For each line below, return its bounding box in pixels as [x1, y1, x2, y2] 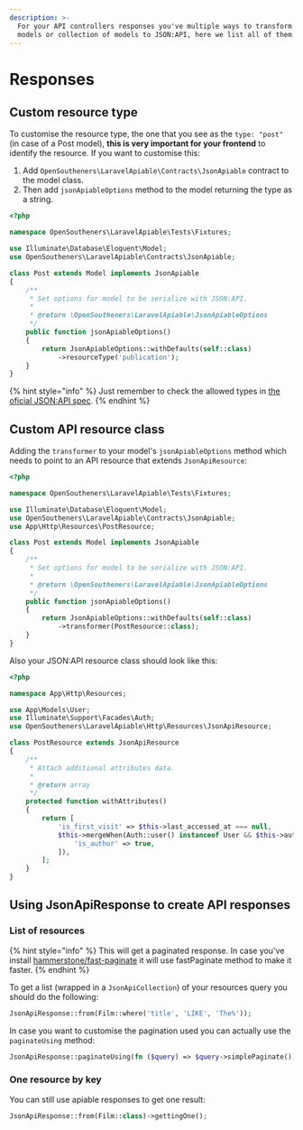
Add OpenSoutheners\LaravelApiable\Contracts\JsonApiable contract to [22, 165, 289, 176]
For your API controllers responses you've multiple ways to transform [17, 22, 293, 31]
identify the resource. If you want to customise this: [9, 148, 201, 159]
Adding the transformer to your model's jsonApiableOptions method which [9, 446, 287, 457]
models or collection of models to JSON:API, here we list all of [17, 30, 272, 39]
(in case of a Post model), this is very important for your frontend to [9, 138, 266, 149]
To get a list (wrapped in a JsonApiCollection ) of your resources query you [9, 981, 289, 993]
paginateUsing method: [9, 1034, 96, 1045]
